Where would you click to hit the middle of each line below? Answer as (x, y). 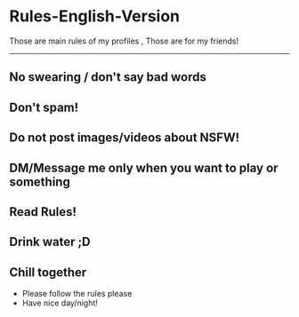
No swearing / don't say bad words (108, 77)
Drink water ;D (50, 242)
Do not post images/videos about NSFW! (125, 138)
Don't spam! (44, 107)
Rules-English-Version (95, 16)
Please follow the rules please (77, 294)
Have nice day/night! (60, 303)
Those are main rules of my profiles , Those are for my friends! (124, 41)
